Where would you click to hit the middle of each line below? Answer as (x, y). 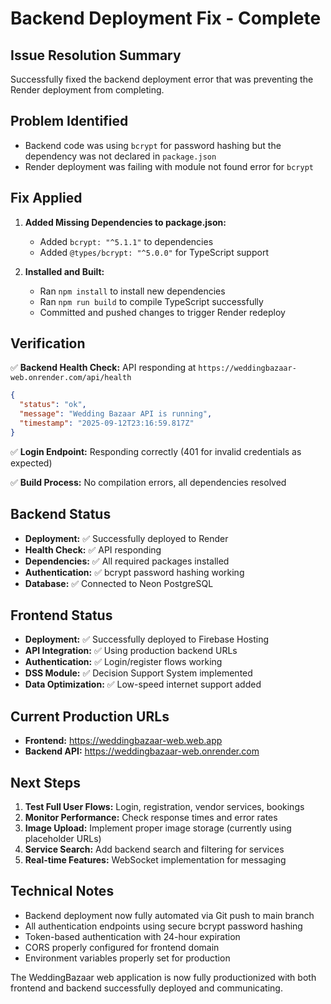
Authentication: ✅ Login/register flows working (123, 662)
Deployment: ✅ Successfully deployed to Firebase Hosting (147, 639)
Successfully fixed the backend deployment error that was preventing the (162, 79)
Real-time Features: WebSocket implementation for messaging (155, 860)
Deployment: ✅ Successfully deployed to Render (126, 538)
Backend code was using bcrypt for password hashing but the (153, 145)
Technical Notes (62, 891)
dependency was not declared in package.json (120, 156)
